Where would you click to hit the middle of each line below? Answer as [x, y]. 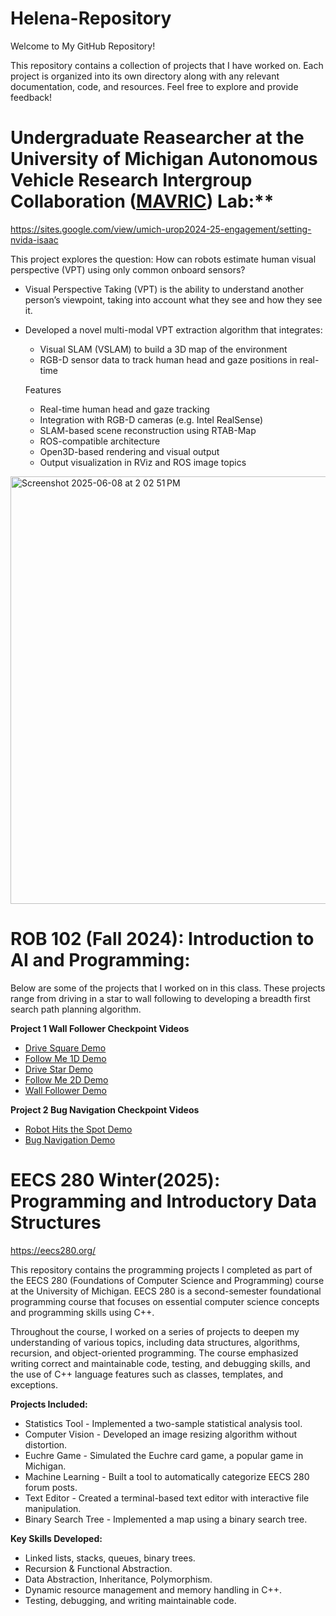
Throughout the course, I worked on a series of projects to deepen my [155, 1331]
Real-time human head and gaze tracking [124, 409]
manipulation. [53, 1508]
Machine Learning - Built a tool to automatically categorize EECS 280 [167, 1476]
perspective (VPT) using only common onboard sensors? [128, 269]
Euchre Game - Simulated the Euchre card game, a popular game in [164, 1455]
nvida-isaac [34, 239]
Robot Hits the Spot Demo [78, 1129]
